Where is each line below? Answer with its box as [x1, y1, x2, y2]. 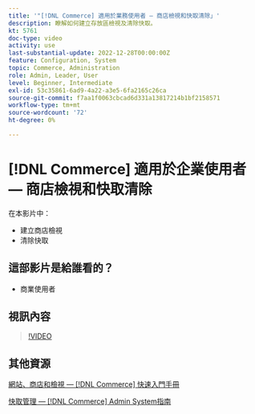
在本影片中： [8, 208, 51, 217]
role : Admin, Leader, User [8, 71, 99, 79]
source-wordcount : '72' [8, 109, 88, 117]
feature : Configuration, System [8, 57, 116, 65]
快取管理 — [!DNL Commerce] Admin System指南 [8, 396, 172, 406]
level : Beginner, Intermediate [8, 79, 113, 87]
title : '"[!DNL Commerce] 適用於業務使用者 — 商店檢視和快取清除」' [8, 11, 221, 20]
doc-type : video [8, 34, 63, 43]
